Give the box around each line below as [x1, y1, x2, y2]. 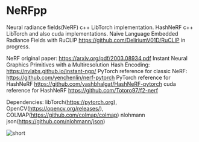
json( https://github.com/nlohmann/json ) [6, 117, 106, 124]
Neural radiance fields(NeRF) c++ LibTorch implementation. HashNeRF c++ [6, 24, 194, 31]
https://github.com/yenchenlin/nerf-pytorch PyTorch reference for [6, 74, 171, 81]
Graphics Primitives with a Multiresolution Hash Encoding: [6, 61, 150, 68]
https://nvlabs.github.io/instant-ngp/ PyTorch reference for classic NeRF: [6, 67, 188, 74]
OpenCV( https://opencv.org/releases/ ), [6, 105, 104, 112]
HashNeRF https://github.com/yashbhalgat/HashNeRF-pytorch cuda [6, 80, 176, 88]
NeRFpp [6, 4, 47, 18]
